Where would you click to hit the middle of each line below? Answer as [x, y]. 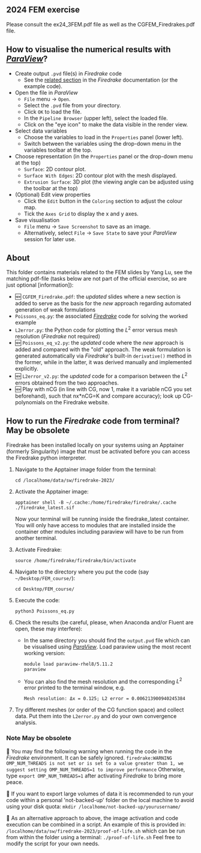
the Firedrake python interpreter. [46, 458]
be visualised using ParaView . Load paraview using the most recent [107, 647]
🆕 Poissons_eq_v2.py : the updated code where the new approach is [99, 343]
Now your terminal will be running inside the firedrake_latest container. [102, 519]
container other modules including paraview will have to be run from [99, 531]
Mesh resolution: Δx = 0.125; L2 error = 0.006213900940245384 [105, 699]
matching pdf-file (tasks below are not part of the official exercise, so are [97, 279]
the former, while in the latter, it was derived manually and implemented [103, 362]
